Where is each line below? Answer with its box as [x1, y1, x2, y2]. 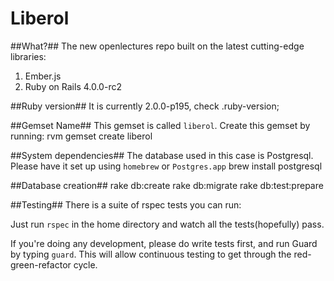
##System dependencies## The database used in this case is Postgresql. [10, 149, 314, 161]
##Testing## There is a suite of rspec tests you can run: [10, 198, 242, 211]
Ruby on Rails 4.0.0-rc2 [24, 80, 122, 92]
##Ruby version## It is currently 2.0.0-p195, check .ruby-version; [10, 100, 280, 112]
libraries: [10, 50, 47, 62]
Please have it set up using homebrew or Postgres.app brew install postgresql [10, 160, 323, 172]
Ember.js [24, 70, 62, 82]
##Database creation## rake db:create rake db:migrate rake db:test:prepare [10, 179, 324, 191]
